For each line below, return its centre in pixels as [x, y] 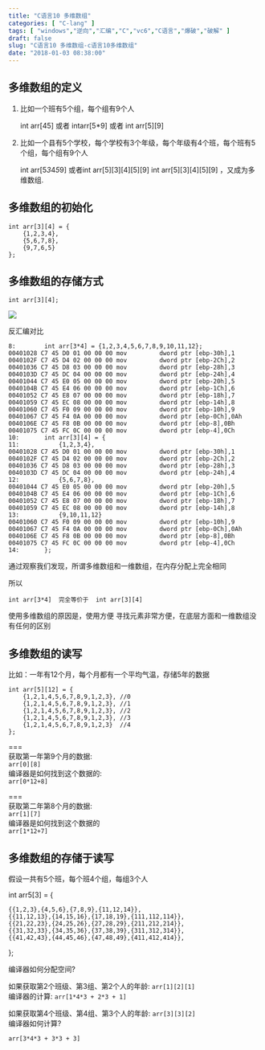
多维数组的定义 [45, 88]
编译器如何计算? [35, 1023]
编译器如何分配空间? [42, 970]
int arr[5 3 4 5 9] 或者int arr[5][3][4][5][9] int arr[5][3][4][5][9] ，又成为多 [137, 170]
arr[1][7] [25, 815]
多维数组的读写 [45, 654]
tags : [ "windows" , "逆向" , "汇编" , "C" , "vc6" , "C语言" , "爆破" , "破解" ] [119, 31]
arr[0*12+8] [28, 782]
